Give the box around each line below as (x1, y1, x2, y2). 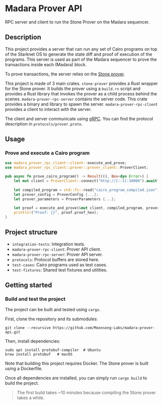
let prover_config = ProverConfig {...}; (14, 192, 98, 197)
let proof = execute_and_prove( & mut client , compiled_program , (14, 205, 145, 211)
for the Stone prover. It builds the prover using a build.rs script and (5, 86, 141, 92)
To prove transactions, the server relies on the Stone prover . (5, 71, 125, 77)
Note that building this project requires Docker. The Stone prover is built (5, 361, 149, 367)
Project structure (5, 228, 58, 237)
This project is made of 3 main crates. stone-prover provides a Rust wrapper (5, 80, 158, 86)
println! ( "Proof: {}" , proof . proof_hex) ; (14, 210, 98, 215)
